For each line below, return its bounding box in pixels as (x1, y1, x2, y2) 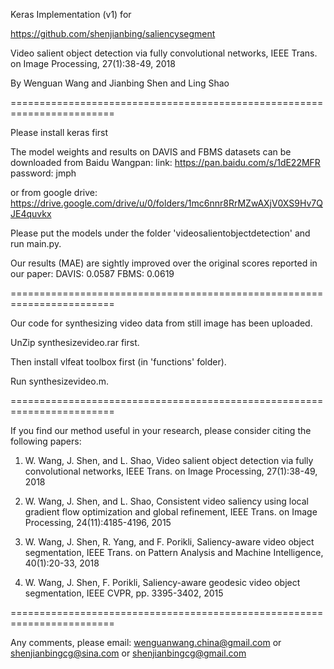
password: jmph (10, 167, 77, 179)
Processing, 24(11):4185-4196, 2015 (24, 517, 172, 528)
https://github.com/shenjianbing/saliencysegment (10, 28, 216, 39)
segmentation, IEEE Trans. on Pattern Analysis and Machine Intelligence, (24, 547, 324, 558)
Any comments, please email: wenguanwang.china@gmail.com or (10, 637, 282, 648)
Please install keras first (10, 127, 109, 138)
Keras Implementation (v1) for (10, 9, 132, 20)
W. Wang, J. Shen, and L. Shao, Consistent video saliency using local (24, 495, 309, 507)
